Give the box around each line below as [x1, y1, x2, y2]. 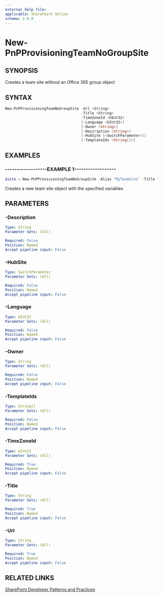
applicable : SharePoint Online [5, 12, 68, 16]
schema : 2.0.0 [5, 16, 34, 21]
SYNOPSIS [5, 66, 38, 75]
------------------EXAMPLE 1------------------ [5, 166, 116, 173]
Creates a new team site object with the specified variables [5, 185, 124, 191]
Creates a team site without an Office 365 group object [5, 79, 115, 85]
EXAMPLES [5, 151, 40, 159]
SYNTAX [5, 93, 33, 102]
